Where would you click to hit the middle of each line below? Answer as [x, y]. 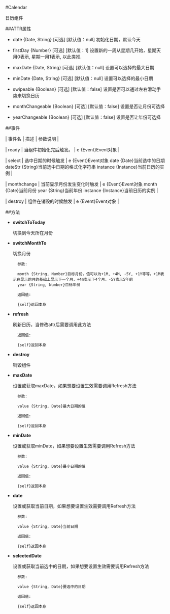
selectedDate [27, 556]
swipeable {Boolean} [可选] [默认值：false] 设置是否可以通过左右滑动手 [87, 89]
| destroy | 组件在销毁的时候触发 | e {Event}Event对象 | [62, 201]
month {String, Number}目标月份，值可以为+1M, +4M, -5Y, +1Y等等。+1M [89, 274]
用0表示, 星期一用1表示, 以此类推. [47, 57]
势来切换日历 [26, 96]
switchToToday [29, 222]
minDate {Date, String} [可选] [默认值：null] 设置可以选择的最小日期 [83, 78]
